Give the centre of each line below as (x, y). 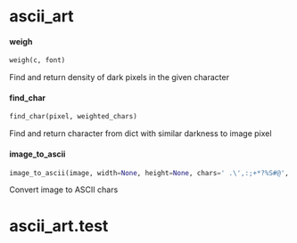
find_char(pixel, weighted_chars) (74, 117)
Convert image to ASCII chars (64, 190)
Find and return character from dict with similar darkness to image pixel (140, 134)
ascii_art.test (59, 226)
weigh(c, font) (37, 61)
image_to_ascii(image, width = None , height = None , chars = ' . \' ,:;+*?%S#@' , (149, 173)
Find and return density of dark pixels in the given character (120, 77)
